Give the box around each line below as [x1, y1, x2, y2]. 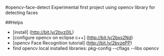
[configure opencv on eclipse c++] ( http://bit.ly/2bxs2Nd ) [12, 35, 134, 40]
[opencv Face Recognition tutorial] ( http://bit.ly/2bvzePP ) [12, 40, 133, 46]
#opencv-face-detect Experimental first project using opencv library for [5, 5, 155, 10]
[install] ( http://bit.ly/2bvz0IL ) [12, 29, 74, 35]
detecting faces [5, 10, 38, 16]
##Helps [5, 20, 23, 25]
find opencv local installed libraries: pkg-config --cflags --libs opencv [12, 45, 159, 51]
